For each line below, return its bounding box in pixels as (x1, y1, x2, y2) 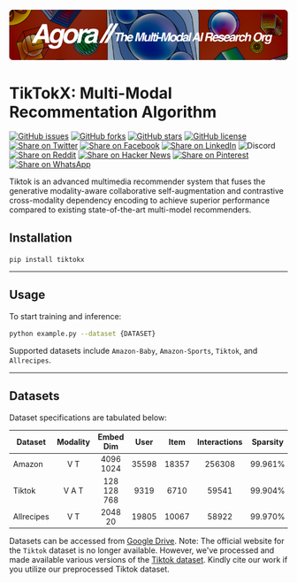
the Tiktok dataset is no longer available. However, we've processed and (9, 545, 275, 556)
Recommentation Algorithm (9, 102, 217, 122)
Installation (9, 230, 72, 245)
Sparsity (251, 436, 285, 447)
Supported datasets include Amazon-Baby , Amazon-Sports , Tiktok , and (9, 345, 258, 356)
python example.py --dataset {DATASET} (9, 329, 156, 338)
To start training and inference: (9, 311, 122, 321)
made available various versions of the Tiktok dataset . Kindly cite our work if (9, 555, 288, 565)
